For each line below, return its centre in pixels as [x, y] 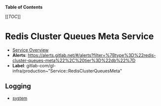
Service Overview [30, 50]
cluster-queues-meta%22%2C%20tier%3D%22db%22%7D [74, 60]
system [20, 98]
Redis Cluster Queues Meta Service [80, 37]
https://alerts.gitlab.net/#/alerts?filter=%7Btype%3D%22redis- [92, 55]
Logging [18, 86]
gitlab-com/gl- [41, 65]
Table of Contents [24, 7]
